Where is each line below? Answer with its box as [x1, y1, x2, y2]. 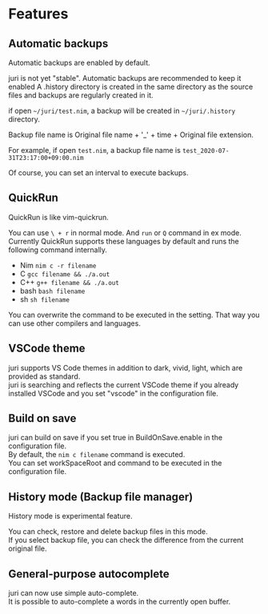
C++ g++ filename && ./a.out [19, 277, 120, 287]
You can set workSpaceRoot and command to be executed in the [8, 458, 222, 468]
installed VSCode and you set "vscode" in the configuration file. [8, 388, 218, 398]
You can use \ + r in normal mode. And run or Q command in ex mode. [8, 227, 242, 237]
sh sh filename [19, 294, 70, 304]
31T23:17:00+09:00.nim [8, 154, 84, 162]
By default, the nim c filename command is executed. [8, 450, 186, 459]
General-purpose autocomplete [8, 567, 170, 580]
